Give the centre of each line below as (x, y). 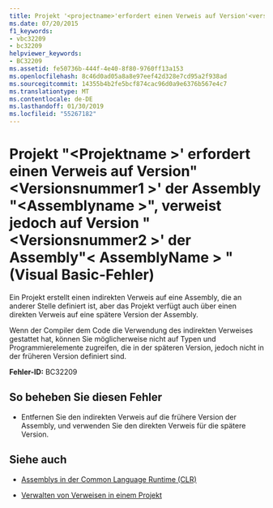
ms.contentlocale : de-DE (51, 99)
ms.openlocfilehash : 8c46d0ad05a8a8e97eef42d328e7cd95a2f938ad (118, 76)
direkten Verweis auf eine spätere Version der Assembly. (104, 314)
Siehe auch (38, 460)
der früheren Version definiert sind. (68, 356)
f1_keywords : (31, 31)
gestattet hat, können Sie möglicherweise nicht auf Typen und (113, 338)
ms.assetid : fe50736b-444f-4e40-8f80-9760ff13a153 (96, 69)
